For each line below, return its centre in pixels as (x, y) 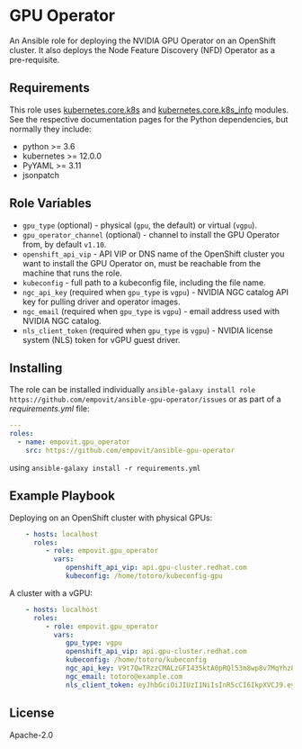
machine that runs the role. (72, 273)
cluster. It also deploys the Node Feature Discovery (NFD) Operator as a (142, 50)
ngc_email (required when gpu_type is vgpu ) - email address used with (151, 311)
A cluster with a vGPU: (51, 593)
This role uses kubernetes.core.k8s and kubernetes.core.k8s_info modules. (149, 110)
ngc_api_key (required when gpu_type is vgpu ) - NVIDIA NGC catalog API (155, 292)
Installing (36, 368)
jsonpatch (41, 175)
